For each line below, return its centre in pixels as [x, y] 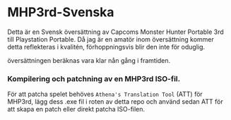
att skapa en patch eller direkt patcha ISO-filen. [76, 109]
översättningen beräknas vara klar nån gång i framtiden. [89, 60]
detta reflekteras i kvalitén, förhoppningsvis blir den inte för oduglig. [106, 47]
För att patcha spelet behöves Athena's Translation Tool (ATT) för [105, 94]
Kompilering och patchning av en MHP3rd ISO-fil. [94, 78]
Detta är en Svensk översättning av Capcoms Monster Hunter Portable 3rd [115, 32]
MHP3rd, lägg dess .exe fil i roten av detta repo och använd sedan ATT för [115, 102]
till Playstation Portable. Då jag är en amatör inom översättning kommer [111, 39]
